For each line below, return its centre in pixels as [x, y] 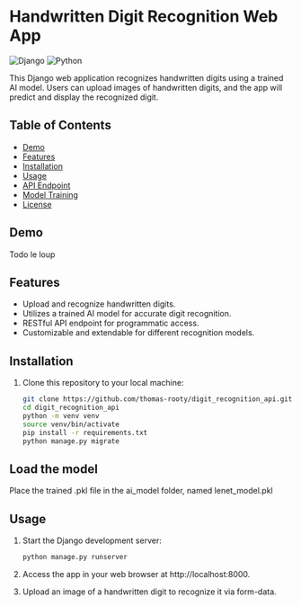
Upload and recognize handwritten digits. [99, 304]
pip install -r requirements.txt [85, 432]
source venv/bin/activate [71, 424]
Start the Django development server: [92, 540]
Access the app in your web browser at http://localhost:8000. [136, 574]
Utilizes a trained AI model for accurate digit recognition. [127, 314]
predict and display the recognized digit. [84, 97]
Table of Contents [61, 125]
